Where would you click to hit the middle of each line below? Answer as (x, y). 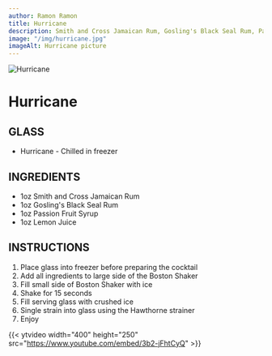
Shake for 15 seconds (56, 293)
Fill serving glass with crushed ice (76, 302)
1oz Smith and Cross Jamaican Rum (80, 196)
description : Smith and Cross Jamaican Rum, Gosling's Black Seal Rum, (132, 31)
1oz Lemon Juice (48, 222)
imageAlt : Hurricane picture (57, 46)
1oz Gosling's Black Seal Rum (69, 204)
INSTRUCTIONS (49, 248)
